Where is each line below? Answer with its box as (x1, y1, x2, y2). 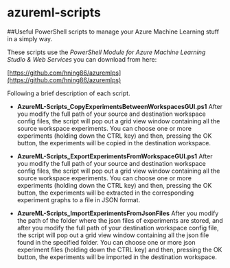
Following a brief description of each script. (7, 89, 130, 97)
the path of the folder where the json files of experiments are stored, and (16, 216, 223, 224)
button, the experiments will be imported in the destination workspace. (16, 252, 218, 261)
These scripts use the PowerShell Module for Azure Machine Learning (7, 48, 206, 56)
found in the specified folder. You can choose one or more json (16, 238, 196, 246)
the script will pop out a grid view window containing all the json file (16, 231, 209, 239)
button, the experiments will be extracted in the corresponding (16, 188, 194, 197)
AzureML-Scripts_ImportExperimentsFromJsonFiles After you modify (16, 209, 219, 217)
